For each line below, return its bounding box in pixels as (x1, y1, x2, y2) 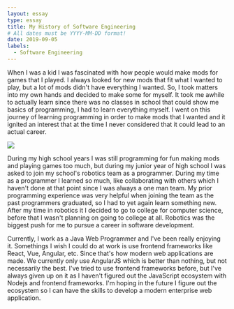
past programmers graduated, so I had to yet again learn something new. (7, 198, 217, 206)
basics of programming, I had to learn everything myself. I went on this (7, 105, 211, 114)
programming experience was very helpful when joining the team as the (7, 191, 214, 199)
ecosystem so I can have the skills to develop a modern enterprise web (7, 286, 212, 294)
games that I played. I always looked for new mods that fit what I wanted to (7, 75, 223, 84)
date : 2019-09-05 (7, 36, 58, 43)
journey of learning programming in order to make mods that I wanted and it (7, 112, 226, 121)
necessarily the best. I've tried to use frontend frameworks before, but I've (7, 264, 222, 272)
